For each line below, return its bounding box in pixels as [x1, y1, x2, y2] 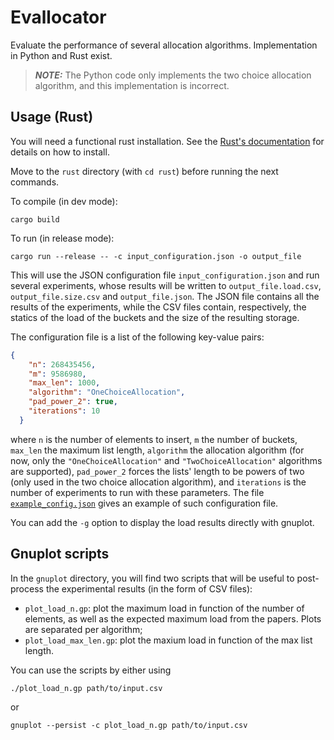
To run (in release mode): [10, 232, 115, 244]
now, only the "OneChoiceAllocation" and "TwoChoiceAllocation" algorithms [10, 454, 323, 466]
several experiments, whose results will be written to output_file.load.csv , [10, 279, 322, 291]
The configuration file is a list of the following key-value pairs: [10, 331, 265, 343]
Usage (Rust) [10, 109, 94, 126]
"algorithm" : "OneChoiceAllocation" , [28, 387, 186, 398]
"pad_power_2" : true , [28, 397, 118, 407]
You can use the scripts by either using [10, 664, 172, 676]
